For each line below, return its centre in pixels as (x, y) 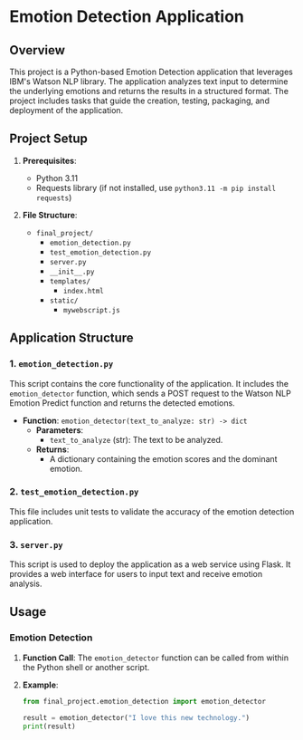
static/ (64, 301)
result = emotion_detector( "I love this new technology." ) (136, 717)
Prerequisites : (49, 160)
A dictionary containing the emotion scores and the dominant (163, 458)
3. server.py (36, 544)
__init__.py (72, 272)
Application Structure (71, 338)
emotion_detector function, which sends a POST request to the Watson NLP (150, 393)
